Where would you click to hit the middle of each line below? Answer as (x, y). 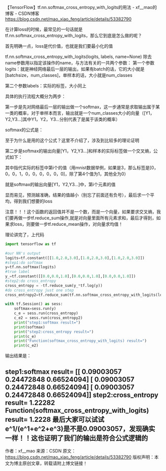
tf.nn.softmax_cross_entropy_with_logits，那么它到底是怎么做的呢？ (74, 35)
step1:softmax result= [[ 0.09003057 (63, 371)
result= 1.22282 (30, 403)
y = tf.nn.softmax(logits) (31, 267)
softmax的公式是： (24, 130)
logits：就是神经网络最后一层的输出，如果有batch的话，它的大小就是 (75, 69)
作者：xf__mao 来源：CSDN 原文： (41, 451)
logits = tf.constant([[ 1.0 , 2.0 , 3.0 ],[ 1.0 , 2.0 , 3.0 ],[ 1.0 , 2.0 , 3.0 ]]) (75, 258)
